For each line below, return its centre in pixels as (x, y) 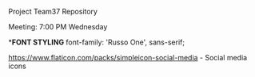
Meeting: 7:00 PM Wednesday (58, 27)
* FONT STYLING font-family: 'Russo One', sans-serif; (97, 42)
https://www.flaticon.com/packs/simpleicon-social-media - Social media (128, 58)
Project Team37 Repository (53, 12)
